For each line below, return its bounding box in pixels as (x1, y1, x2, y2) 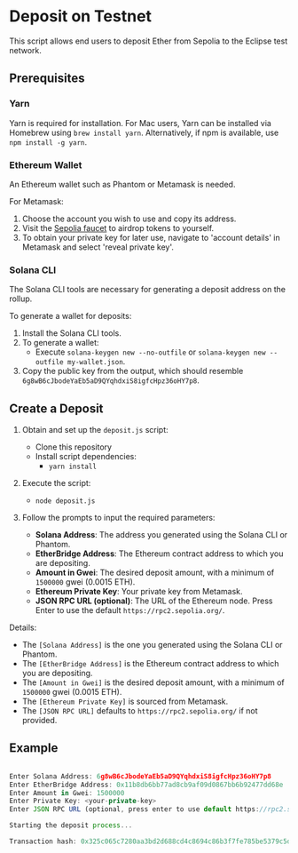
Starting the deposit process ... (9, 821, 133, 830)
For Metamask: (9, 195, 64, 206)
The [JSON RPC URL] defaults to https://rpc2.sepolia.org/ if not (21, 706, 259, 716)
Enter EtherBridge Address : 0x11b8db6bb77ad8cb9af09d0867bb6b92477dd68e (9, 780, 284, 789)
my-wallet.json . (67, 356, 126, 367)
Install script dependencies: (35, 451, 137, 462)
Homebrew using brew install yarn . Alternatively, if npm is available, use (9, 127, 279, 138)
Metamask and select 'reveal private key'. (21, 242, 175, 252)
